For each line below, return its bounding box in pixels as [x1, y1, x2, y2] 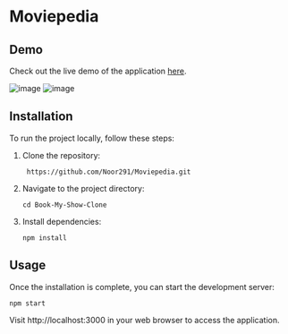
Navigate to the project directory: [21, 183, 145, 193]
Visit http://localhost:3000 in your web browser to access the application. [9, 314, 280, 325]
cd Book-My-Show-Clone [21, 200, 107, 210]
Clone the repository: [21, 150, 101, 160]
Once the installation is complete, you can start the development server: [9, 281, 275, 292]
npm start [9, 298, 47, 308]
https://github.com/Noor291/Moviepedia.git [26, 167, 191, 176]
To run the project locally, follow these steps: [9, 133, 174, 143]
